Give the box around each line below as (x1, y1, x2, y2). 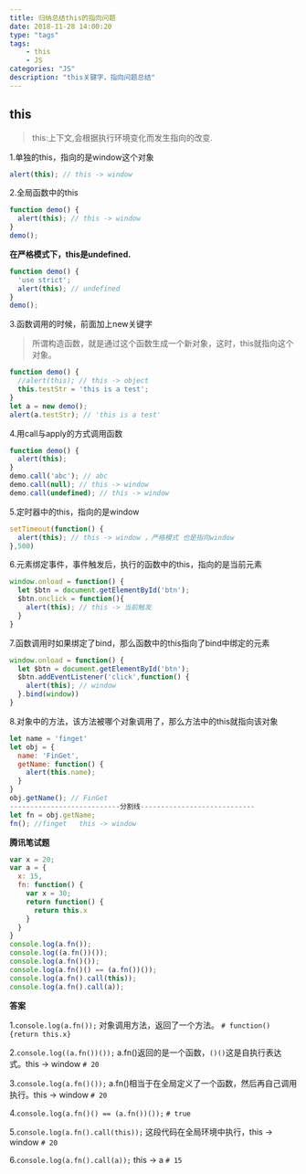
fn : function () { (17, 881, 84, 890)
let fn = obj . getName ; (9, 810, 96, 820)
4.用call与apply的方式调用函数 (9, 428, 123, 439)
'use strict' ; (17, 275, 71, 284)
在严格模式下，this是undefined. (9, 249, 132, 259)
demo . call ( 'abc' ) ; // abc (9, 471, 108, 481)
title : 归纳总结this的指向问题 (9, 13, 116, 23)
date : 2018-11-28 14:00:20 (9, 22, 112, 31)
